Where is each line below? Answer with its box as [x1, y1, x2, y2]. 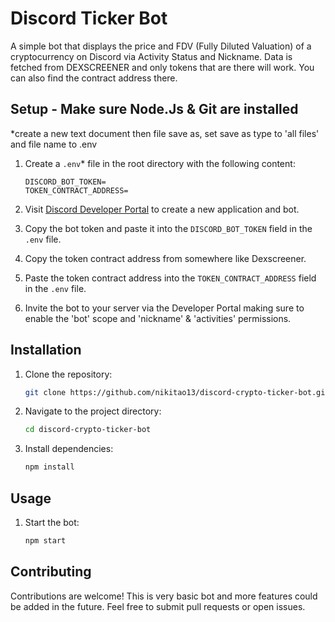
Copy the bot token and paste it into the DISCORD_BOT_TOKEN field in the [24, 222, 313, 234]
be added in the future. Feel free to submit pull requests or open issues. [10, 600, 306, 612]
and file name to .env [10, 138, 98, 150]
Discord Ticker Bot [10, 7, 168, 30]
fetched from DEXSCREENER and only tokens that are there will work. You [10, 61, 315, 73]
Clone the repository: [24, 368, 113, 380]
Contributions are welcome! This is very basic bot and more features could [10, 590, 318, 602]
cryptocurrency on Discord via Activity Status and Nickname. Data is [10, 50, 293, 62]
